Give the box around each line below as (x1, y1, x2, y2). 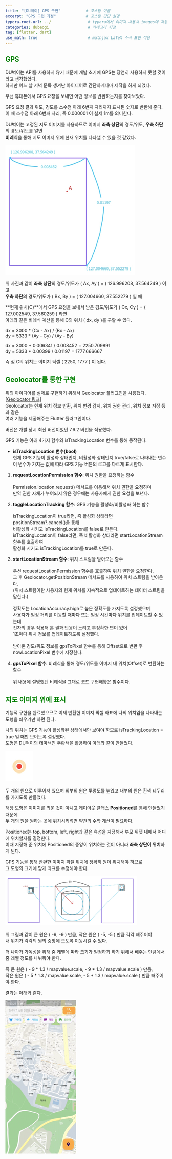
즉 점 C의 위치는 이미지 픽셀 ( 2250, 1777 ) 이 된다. (5, 359, 107, 365)
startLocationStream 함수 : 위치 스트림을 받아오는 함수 (12, 556, 123, 562)
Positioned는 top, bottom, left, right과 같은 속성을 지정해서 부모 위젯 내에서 (5, 828, 157, 835)
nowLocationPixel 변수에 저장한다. (12, 649, 83, 655)
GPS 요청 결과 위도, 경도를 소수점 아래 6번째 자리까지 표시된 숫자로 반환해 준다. (5, 104, 163, 110)
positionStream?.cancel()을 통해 (12, 519, 80, 526)
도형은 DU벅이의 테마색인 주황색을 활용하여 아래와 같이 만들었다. (5, 740, 134, 746)
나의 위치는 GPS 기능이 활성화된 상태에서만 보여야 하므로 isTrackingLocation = (5, 727, 164, 733)
